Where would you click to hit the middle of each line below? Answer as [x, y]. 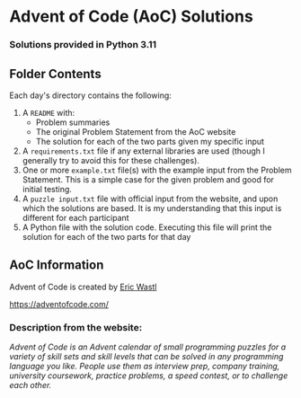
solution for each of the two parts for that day [106, 236]
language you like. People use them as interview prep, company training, [145, 367]
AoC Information [57, 265]
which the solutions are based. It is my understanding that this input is [152, 208]
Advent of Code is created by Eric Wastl [83, 287]
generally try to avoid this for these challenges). [111, 160]
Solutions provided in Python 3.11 [83, 45]
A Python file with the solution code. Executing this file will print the [147, 227]
